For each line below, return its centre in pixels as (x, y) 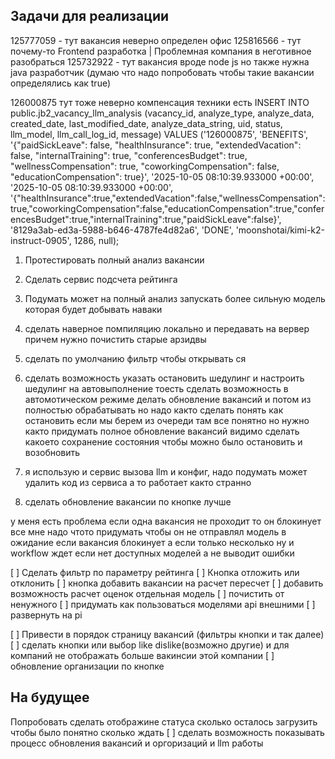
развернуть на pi (46, 615)
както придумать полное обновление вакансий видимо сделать (162, 431)
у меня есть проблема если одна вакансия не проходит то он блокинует (166, 521)
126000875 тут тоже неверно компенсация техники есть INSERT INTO (160, 102)
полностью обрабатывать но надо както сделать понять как (154, 410)
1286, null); (96, 240)
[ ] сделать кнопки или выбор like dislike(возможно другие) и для (150, 645)
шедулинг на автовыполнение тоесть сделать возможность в (156, 388)
